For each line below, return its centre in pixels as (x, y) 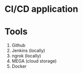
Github (18, 45)
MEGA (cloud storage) (34, 61)
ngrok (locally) (26, 56)
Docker (19, 66)
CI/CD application (41, 9)
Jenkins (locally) (28, 51)
